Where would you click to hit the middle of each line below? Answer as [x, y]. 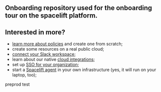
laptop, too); [24, 75]
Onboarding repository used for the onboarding [79, 8]
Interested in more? [35, 32]
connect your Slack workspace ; [44, 54]
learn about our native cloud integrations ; [54, 59]
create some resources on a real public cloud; [58, 49]
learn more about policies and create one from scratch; [67, 44]
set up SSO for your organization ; [45, 65]
